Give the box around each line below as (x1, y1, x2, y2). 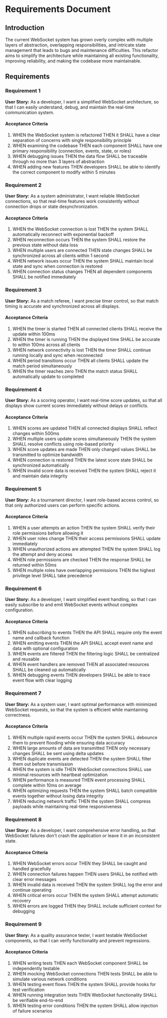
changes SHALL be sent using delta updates (12, 750, 104, 756)
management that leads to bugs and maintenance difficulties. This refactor (5, 47, 159, 53)
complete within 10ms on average (12, 782, 82, 788)
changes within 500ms (12, 430, 60, 436)
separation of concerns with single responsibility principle (12, 137, 132, 143)
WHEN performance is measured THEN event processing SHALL (12, 776, 146, 783)
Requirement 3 (5, 286, 42, 293)
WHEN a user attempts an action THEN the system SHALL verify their (12, 524, 156, 530)
